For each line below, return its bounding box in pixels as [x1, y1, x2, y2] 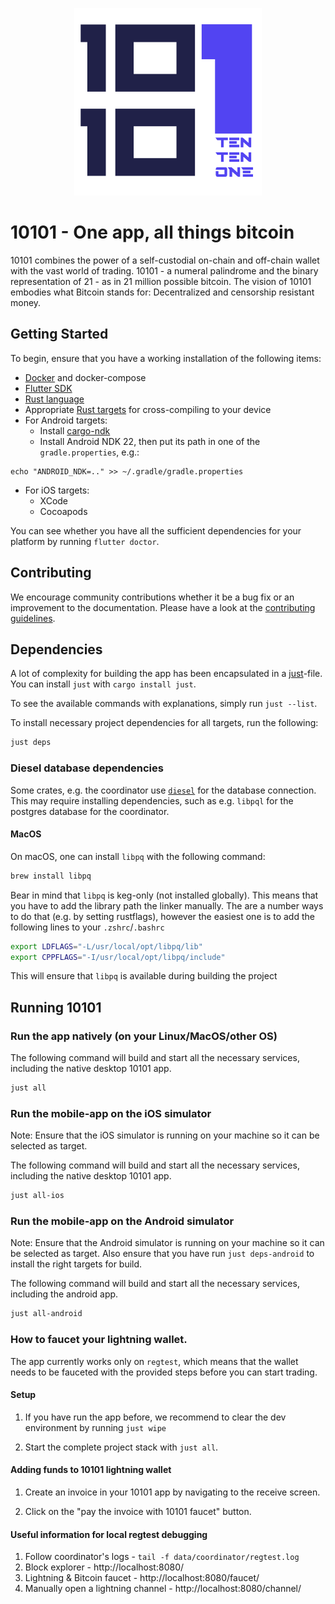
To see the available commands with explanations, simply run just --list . [10, 698, 318, 710]
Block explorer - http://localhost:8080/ [24, 1561, 185, 1573]
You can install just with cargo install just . [10, 678, 197, 690]
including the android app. [10, 1288, 119, 1300]
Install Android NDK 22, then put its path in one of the [39, 435, 261, 447]
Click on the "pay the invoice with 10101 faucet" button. [24, 1505, 252, 1517]
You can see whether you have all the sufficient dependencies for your [10, 524, 302, 537]
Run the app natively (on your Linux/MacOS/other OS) [10, 1029, 278, 1043]
